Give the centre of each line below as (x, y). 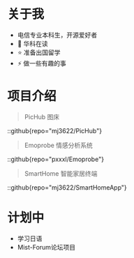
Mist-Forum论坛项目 (46, 247)
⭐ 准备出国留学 (39, 52)
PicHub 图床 (42, 116)
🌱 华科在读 (32, 43)
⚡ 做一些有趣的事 (42, 63)
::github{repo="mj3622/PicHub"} (55, 130)
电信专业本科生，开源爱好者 (57, 35)
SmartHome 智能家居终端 (61, 173)
